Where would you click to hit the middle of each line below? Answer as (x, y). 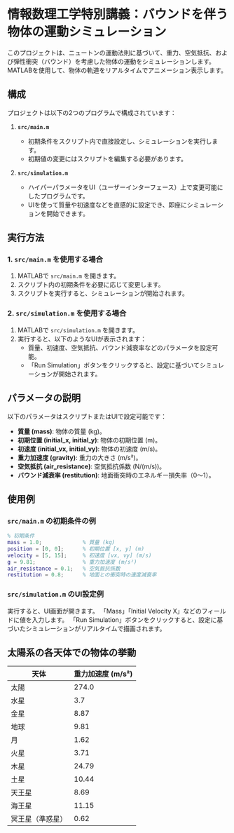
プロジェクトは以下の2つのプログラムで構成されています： (92, 112)
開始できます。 (68, 213)
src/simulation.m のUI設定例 (55, 595)
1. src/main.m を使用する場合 (55, 259)
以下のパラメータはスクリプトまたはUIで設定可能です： (87, 416)
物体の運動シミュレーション (87, 32)
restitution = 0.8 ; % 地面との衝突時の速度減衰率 (82, 575)
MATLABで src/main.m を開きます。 (69, 276)
